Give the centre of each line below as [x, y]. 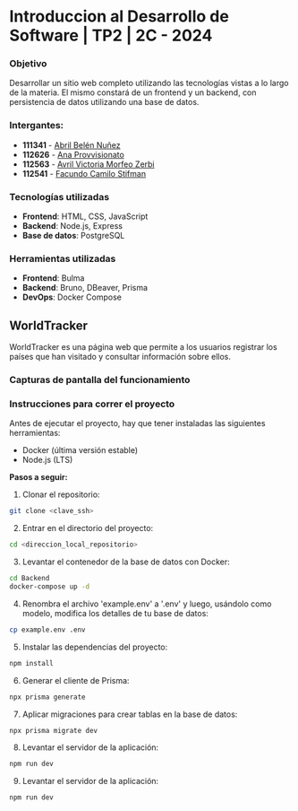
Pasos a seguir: [38, 477]
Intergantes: [37, 126]
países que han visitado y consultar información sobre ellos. [120, 357]
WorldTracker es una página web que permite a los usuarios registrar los [143, 347]
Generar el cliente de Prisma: [76, 680]
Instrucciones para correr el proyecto [92, 404]
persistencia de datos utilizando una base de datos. [104, 102]
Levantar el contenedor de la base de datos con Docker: [126, 562]
